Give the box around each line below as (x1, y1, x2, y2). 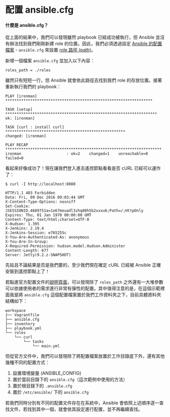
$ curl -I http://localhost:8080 (5, 182, 76, 187)
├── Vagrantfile (5, 313, 39, 318)
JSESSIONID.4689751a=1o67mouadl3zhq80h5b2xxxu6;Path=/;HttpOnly (5, 208, 144, 214)
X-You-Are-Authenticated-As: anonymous (5, 235, 90, 240)
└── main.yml (32, 344, 60, 349)
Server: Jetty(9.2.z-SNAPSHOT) (5, 253, 71, 258)
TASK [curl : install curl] (5, 124, 65, 130)
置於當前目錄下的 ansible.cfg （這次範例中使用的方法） (12, 377, 128, 383)
